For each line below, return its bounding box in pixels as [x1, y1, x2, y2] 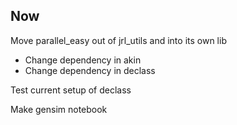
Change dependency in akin [24, 54, 142, 66]
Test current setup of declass [10, 84, 132, 96]
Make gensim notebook [10, 103, 108, 115]
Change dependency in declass [24, 64, 156, 76]
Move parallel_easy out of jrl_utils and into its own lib [10, 34, 227, 46]
